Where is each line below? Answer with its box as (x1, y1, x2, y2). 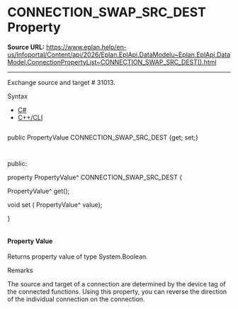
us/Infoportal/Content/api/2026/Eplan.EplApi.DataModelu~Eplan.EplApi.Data (7, 50, 231, 59)
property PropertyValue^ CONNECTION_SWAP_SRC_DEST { (7, 173, 183, 181)
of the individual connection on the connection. (7, 295, 145, 303)
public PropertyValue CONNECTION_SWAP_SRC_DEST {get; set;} (7, 133, 198, 142)
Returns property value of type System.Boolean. (7, 252, 149, 261)
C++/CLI (17, 113, 43, 121)
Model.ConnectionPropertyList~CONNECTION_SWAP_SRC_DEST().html (7, 57, 217, 66)
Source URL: (7, 43, 45, 51)
